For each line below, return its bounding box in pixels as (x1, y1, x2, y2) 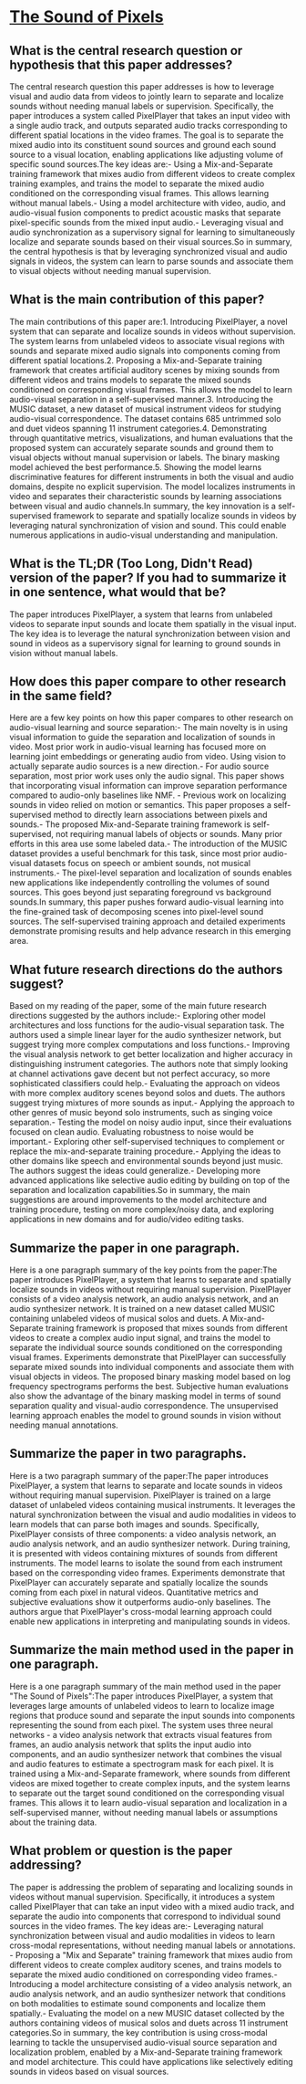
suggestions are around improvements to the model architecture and (9, 1194, 267, 1206)
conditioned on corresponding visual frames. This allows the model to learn (9, 383, 293, 394)
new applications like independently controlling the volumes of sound (9, 877, 270, 888)
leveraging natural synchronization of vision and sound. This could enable (9, 519, 287, 530)
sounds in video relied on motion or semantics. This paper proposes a (9, 800, 271, 811)
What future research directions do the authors (9, 961, 283, 978)
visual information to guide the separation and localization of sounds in (9, 732, 276, 743)
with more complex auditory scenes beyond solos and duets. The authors (9, 1088, 286, 1099)
